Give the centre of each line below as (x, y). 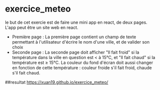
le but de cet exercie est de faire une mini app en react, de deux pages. (76, 22)
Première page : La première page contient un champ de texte (74, 37)
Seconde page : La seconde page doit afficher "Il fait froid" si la (76, 52)
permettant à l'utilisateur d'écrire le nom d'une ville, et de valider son (81, 42)
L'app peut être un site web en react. (42, 27)
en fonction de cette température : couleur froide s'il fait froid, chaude (82, 67)
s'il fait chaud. (26, 73)
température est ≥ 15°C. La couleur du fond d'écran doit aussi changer (82, 62)
